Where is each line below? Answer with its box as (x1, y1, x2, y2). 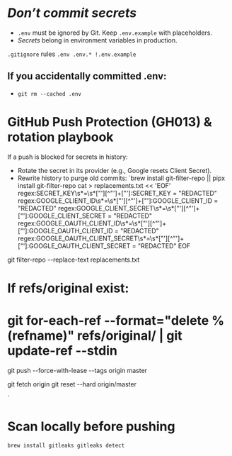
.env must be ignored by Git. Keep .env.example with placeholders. (17, 28, 212, 37)
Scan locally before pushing (7, 418, 175, 434)
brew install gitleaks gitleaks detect (7, 442, 125, 449)
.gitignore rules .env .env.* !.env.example (7, 50, 137, 58)
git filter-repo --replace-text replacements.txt (7, 255, 140, 264)
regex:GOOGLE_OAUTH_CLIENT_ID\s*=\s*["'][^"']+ (17, 218, 167, 228)
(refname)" (7, 328, 75, 344)
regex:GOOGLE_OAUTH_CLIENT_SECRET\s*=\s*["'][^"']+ (17, 234, 185, 243)
